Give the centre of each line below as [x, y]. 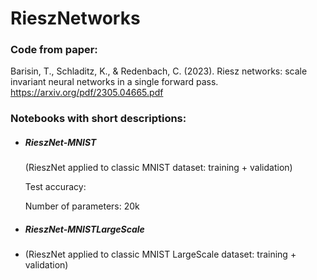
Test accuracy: [55, 187]
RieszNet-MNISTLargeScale [84, 229]
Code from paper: [54, 50]
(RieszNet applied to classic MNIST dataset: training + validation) [158, 168]
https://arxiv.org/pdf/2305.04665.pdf [87, 93]
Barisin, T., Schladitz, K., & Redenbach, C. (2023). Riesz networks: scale [159, 71]
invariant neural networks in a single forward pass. [114, 82]
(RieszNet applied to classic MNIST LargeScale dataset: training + [160, 254]
